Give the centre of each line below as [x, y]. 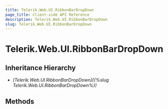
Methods [20, 101]
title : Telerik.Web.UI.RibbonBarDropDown [50, 10]
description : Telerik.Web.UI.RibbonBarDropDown [57, 19]
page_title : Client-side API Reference [47, 15]
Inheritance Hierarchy [41, 68]
